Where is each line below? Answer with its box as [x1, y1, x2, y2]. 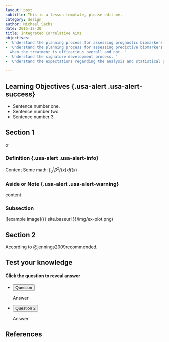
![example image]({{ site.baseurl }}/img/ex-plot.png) [5, 216, 113, 222]
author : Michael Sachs [5, 21, 53, 27]
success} [5, 90, 36, 98]
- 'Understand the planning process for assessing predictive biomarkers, [5, 45, 165, 50]
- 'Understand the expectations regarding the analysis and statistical [5, 59, 161, 64]
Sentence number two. [12, 109, 60, 115]
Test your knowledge [5, 258, 73, 267]
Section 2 [5, 230, 36, 239]
